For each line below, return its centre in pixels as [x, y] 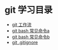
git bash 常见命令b [31, 37]
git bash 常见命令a [31, 30]
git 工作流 [22, 25]
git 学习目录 [29, 10]
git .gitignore [25, 42]
